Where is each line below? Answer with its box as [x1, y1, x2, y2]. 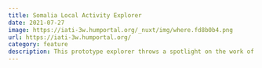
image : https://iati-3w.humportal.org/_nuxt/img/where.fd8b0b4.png [8, 26, 234, 34]
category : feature [8, 41, 68, 48]
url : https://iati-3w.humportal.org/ [8, 33, 132, 41]
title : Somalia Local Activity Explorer [8, 11, 143, 20]
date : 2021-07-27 [8, 19, 65, 27]
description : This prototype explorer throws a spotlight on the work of [8, 48, 255, 55]
